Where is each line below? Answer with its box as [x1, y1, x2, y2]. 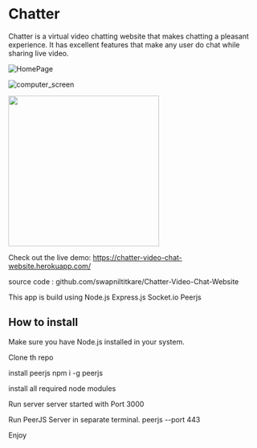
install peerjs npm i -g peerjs [8, 368, 103, 377]
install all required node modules [8, 383, 116, 393]
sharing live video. [8, 48, 70, 58]
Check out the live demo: [8, 252, 92, 262]
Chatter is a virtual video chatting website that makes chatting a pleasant [8, 31, 249, 41]
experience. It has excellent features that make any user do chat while [8, 39, 240, 49]
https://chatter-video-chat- [92, 252, 182, 262]
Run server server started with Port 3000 [8, 399, 145, 409]
